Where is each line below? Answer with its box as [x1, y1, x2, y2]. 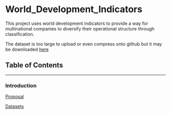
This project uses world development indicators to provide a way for [5, 20, 149, 26]
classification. [5, 31, 35, 37]
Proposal [5, 94, 24, 100]
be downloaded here [5, 46, 49, 52]
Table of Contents [5, 61, 64, 69]
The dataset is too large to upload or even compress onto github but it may [5, 41, 162, 47]
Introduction [5, 82, 37, 89]
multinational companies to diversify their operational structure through [5, 25, 155, 31]
